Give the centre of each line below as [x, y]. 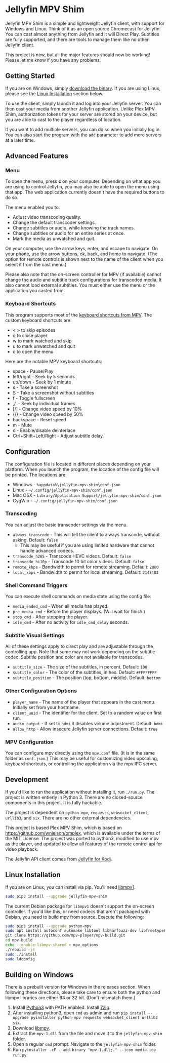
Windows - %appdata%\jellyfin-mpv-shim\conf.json [67, 484]
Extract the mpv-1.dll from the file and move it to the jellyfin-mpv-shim [87, 1034]
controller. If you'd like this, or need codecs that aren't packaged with [78, 911]
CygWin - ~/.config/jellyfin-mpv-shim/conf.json [65, 500]
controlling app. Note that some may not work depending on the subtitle [80, 652]
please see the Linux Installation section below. [54, 93]
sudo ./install [21, 954]
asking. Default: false [35, 540]
